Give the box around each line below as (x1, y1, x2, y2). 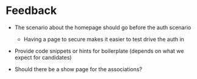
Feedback (5, 4, 57, 18)
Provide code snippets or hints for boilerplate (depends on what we (14, 47, 184, 55)
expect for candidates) (14, 53, 72, 61)
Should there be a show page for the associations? (14, 65, 143, 73)
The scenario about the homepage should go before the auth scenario (14, 24, 192, 31)
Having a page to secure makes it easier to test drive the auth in (23, 35, 184, 43)
